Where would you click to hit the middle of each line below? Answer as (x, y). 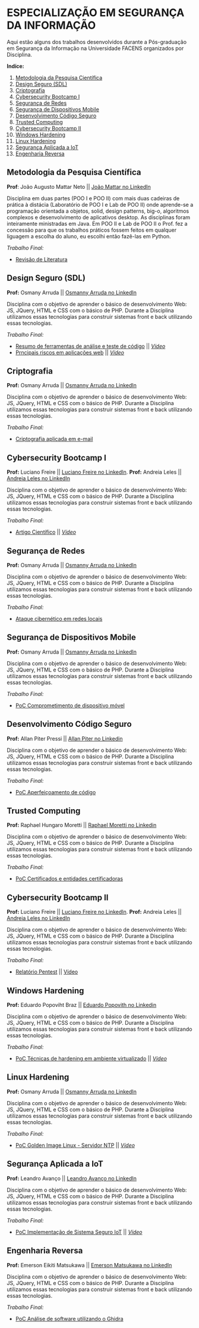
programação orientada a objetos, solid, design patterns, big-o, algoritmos (98, 211)
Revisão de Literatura (41, 259)
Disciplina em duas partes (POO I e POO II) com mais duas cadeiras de (93, 198)
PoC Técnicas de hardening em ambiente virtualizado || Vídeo (91, 1059)
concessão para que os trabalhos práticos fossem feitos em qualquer (92, 230)
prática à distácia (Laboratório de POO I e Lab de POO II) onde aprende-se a (100, 204)
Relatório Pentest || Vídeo (47, 972)
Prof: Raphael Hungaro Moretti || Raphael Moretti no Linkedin (82, 825)
